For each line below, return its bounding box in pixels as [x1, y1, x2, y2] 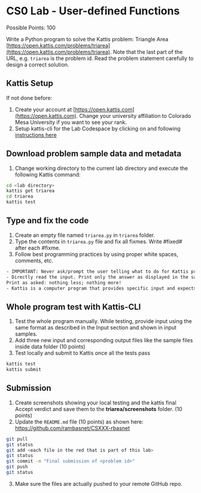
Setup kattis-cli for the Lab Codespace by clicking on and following [14, 124, 181, 132]
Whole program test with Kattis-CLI [6, 302, 141, 312]
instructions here [14, 131, 57, 138]
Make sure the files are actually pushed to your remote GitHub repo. [14, 480, 182, 487]
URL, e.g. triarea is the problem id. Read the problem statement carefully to [6, 54, 194, 62]
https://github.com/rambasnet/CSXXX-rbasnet [14, 424, 130, 431]
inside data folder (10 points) [14, 343, 86, 351]
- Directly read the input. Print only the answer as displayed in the [6, 274, 188, 280]
